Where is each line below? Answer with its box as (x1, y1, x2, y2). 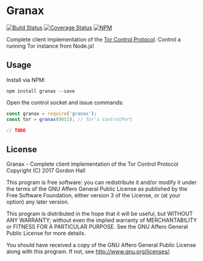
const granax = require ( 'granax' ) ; (6, 111, 97, 117)
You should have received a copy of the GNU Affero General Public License (6, 241, 196, 249)
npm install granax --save (6, 88, 75, 94)
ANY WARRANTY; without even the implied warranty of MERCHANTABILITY (6, 216, 197, 224)
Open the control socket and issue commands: (6, 98, 124, 106)
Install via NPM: (6, 76, 46, 83)
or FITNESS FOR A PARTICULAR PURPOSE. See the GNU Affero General (6, 223, 188, 230)
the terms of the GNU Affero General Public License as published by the (6, 185, 188, 193)
